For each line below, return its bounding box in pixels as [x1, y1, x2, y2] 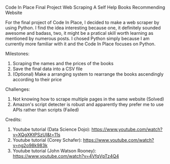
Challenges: [5, 86, 30, 92]
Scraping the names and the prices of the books [12, 61, 114, 66]
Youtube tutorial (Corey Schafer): [12, 137, 82, 143]
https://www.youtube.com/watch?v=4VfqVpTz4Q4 [12, 153, 119, 159]
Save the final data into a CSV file [12, 66, 83, 72]
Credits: [5, 117, 22, 123]
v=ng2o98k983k [12, 142, 48, 148]
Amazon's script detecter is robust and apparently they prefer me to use [12, 101, 164, 107]
